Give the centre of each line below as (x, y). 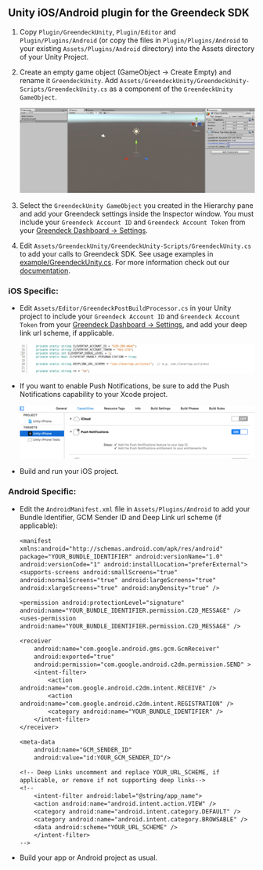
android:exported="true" (74, 657)
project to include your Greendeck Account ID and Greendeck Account (130, 316)
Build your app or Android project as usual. (88, 857)
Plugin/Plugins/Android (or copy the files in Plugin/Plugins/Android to (134, 40)
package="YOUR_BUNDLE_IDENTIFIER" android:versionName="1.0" (121, 556)
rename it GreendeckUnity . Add (69, 80)
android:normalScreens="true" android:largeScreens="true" (118, 580)
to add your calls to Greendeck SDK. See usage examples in (116, 254)
